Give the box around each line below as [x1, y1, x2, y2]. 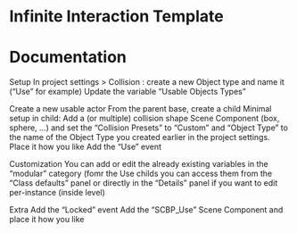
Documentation [9, 47, 128, 68]
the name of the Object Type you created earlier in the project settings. [9, 132, 270, 143]
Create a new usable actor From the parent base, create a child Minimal [9, 104, 272, 114]
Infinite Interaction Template [9, 6, 225, 27]
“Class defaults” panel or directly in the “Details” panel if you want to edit [9, 178, 278, 188]
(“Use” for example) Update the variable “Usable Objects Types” [9, 87, 247, 97]
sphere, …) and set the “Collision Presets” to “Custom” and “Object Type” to [9, 122, 288, 133]
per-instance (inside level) [9, 187, 105, 198]
